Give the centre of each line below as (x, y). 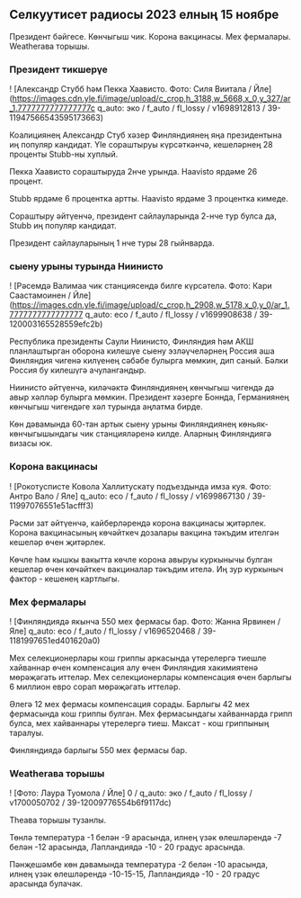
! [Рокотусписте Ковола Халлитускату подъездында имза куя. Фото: (141, 486)
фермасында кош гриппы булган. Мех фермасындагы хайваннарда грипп (151, 714)
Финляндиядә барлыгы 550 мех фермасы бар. (98, 750)
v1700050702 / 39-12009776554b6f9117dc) (91, 803)
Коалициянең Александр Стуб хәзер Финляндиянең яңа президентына (146, 135)
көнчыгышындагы (44, 434)
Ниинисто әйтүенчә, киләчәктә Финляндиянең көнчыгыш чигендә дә (142, 388)
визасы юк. (31, 444)
